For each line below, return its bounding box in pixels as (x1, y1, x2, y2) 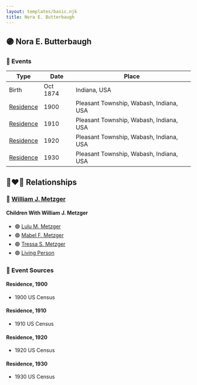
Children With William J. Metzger (6, 209, 89, 216)
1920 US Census (14, 347, 55, 354)
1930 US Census (14, 373, 55, 380)
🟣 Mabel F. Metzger (14, 232, 64, 239)
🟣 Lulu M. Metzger (14, 223, 62, 230)
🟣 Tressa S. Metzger (14, 240, 66, 247)
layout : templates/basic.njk (6, 8, 77, 15)
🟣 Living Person (14, 249, 55, 256)
